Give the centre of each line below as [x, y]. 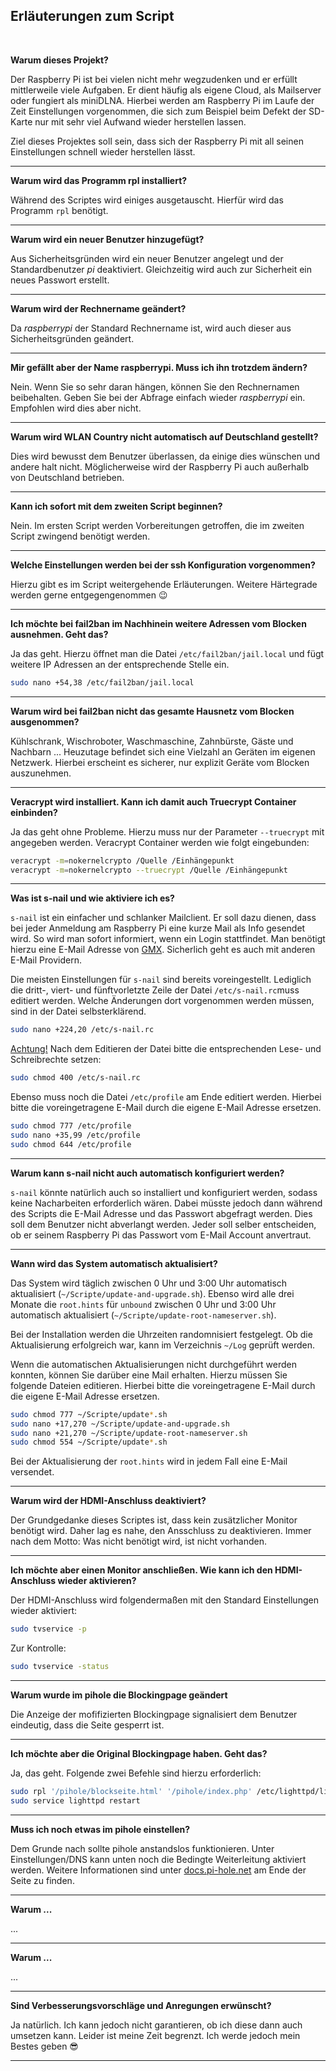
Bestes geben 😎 [44, 2046]
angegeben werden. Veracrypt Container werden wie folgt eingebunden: [160, 842]
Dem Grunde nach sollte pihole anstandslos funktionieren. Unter [142, 1848]
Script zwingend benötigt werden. [80, 536]
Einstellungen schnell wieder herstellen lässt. [103, 151]
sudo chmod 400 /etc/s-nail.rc [75, 1078]
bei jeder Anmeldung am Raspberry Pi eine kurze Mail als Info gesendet [158, 928]
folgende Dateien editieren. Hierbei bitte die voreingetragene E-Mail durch [163, 1385]
